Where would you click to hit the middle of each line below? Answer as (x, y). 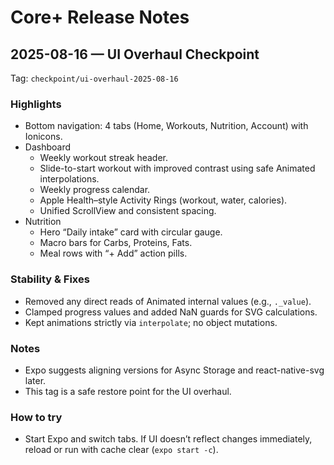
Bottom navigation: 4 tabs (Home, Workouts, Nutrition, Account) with (166, 126)
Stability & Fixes (50, 279)
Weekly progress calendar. (95, 190)
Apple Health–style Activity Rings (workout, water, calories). (163, 200)
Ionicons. (43, 137)
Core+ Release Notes (100, 17)
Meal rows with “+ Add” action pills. (113, 253)
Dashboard (48, 147)
